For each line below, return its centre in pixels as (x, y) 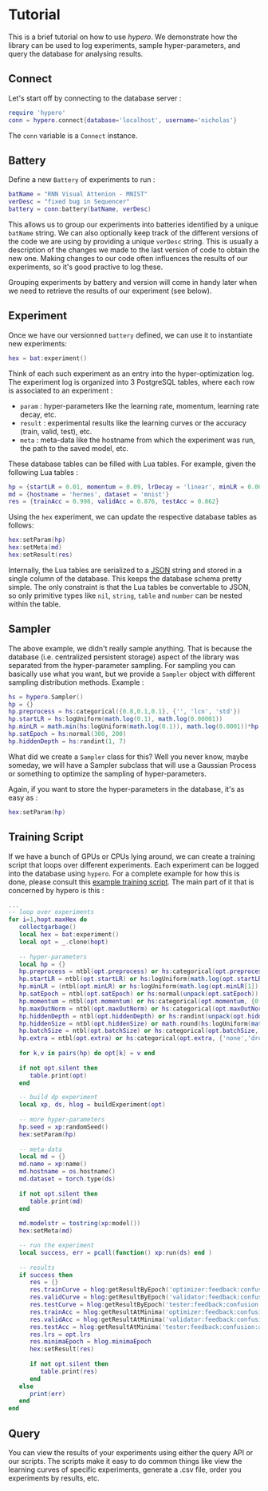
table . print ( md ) (56, 1201)
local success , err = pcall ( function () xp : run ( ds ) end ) (116, 1252)
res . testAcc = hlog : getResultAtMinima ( (95, 1327)
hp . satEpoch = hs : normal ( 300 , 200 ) (67, 734)
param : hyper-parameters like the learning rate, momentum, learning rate (139, 405)
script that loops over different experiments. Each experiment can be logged (134, 864)
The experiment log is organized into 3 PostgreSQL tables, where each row (132, 382)
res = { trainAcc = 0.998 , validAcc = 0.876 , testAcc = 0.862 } (114, 502)
